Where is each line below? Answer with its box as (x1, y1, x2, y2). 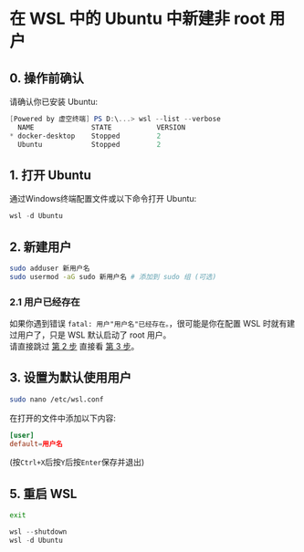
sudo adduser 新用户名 (9, 264, 90, 273)
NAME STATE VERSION (17, 122, 185, 132)
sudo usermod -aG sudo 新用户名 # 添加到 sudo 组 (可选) (9, 272, 217, 281)
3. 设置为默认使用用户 (9, 370, 132, 386)
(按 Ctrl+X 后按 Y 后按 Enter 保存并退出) (9, 457, 145, 468)
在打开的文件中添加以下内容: (9, 412, 117, 423)
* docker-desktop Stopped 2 (9, 131, 162, 141)
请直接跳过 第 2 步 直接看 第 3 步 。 (9, 341, 140, 352)
